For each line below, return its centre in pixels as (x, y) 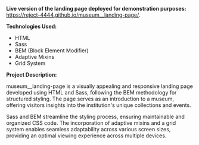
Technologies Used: (32, 26)
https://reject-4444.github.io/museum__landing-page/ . (73, 15)
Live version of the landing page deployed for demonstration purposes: (96, 9)
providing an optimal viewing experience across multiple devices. (86, 135)
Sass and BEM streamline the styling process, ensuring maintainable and (95, 116)
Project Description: (32, 75)
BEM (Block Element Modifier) (52, 51)
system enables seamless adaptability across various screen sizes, (88, 129)
